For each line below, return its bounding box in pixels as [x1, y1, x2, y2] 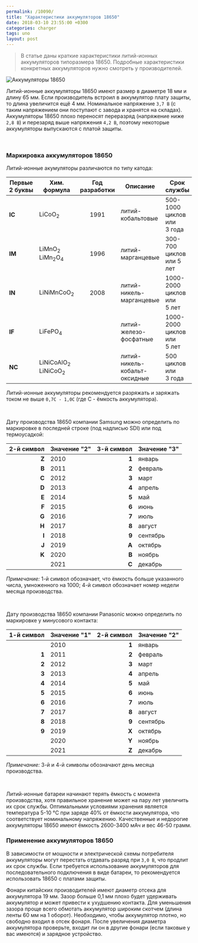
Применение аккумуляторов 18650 [6, 836, 114, 845]
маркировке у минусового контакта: [6, 617, 98, 624]
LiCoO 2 [39, 210, 60, 219]
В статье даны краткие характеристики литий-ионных [20, 52, 158, 59]
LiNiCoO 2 [39, 367, 66, 376]
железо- [120, 328, 146, 336]
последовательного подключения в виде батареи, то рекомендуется [6, 869, 180, 876]
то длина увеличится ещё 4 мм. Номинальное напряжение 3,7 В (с [6, 100, 176, 107]
